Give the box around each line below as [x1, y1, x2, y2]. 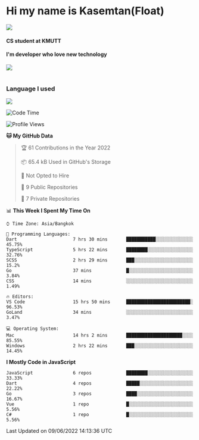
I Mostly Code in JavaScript [6, 358, 76, 366]
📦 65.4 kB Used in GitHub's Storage [20, 158, 111, 166]
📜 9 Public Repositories [20, 183, 78, 191]
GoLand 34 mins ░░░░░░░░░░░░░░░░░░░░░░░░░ [6, 310, 194, 316]
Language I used [6, 85, 55, 93]
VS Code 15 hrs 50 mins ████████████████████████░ [6, 299, 194, 305]
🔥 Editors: [6, 294, 34, 300]
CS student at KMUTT [6, 37, 61, 44]
